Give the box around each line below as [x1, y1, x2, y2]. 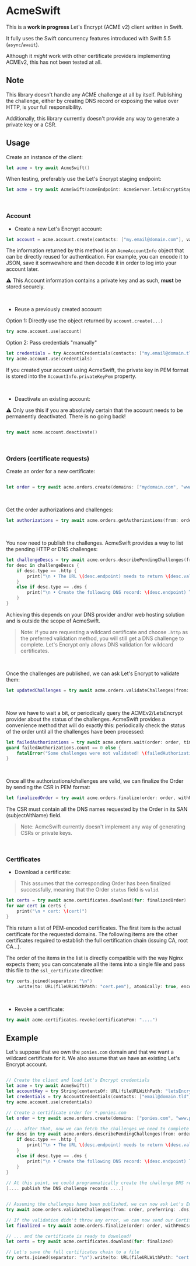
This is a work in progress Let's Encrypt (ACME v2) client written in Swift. [6, 23, 184, 30]
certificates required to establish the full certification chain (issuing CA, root [6, 937, 188, 944]
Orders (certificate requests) [6, 455, 89, 463]
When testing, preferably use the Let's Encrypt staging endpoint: [6, 176, 162, 183]
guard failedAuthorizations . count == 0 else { [6, 745, 121, 751]
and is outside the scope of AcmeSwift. [6, 617, 101, 624]
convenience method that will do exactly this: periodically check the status [6, 721, 185, 729]
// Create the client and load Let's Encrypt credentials [6, 1078, 150, 1083]
